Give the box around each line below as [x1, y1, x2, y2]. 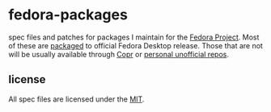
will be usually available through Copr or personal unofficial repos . [8, 49, 229, 59]
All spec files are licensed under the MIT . [8, 94, 145, 104]
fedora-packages [8, 6, 128, 24]
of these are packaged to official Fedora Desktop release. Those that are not [8, 40, 263, 50]
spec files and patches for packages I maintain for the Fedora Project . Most [8, 32, 260, 42]
